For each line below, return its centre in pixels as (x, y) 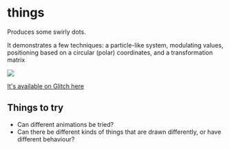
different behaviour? (46, 139)
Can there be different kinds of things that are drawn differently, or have (119, 132)
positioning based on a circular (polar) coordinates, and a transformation (110, 52)
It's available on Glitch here (46, 86)
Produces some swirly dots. (46, 32)
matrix (16, 59)
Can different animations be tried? (65, 124)
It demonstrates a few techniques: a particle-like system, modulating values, (115, 45)
